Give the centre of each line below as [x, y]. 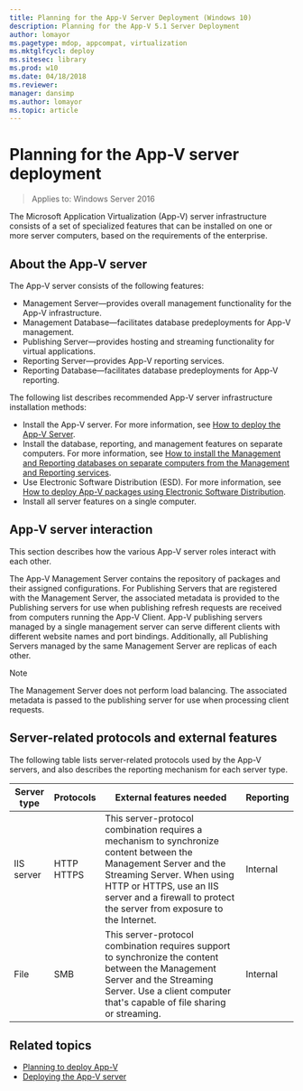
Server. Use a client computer [168, 991]
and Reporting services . [67, 472]
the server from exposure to [164, 909]
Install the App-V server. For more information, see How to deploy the [151, 424]
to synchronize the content [162, 956]
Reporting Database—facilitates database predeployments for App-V [150, 370]
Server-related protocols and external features [143, 738]
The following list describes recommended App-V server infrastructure [141, 397]
